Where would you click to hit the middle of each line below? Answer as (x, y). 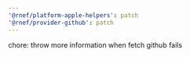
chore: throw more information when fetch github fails (95, 45)
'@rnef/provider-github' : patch (61, 23)
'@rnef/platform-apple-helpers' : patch (73, 15)
